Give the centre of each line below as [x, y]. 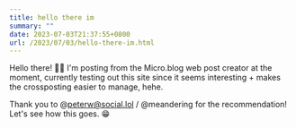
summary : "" [31, 26]
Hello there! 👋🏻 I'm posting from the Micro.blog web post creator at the [141, 68]
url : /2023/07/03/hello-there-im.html [82, 43]
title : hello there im [52, 17]
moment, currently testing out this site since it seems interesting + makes [145, 78]
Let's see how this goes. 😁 [60, 114]
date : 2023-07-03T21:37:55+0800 [70, 34]
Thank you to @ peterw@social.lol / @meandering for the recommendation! [148, 105]
